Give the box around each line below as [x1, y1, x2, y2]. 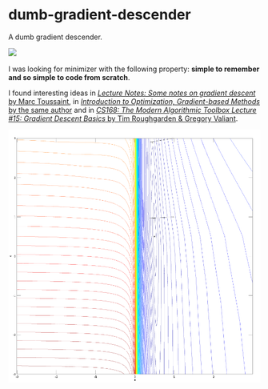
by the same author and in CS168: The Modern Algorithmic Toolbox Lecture [8, 105, 258, 114]
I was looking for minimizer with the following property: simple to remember [8, 64, 260, 74]
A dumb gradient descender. [8, 32, 102, 42]
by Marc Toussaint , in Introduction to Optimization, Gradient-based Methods [8, 96, 260, 106]
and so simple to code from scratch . [8, 72, 130, 82]
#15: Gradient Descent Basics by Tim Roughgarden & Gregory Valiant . [8, 114, 238, 123]
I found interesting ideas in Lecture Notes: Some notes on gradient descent [8, 88, 256, 98]
